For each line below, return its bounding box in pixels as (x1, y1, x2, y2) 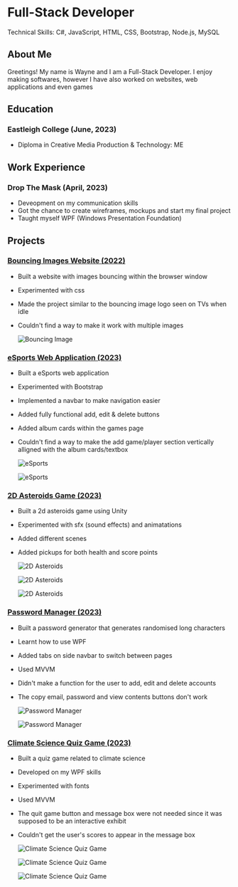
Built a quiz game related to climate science (17, 754, 146, 762)
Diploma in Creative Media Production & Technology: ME (17, 140, 184, 149)
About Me (7, 48, 52, 61)
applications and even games (7, 83, 94, 91)
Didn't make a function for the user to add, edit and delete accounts (17, 678, 217, 687)
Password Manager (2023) (7, 607, 102, 617)
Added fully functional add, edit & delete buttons (17, 410, 160, 419)
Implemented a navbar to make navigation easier (17, 397, 161, 405)
